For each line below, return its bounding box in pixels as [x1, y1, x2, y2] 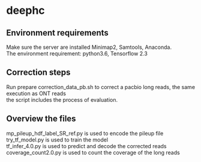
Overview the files [6, 114, 76, 124]
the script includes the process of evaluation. [6, 96, 118, 103]
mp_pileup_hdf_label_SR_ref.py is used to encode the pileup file [6, 129, 164, 137]
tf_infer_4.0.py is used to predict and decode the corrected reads [6, 142, 167, 149]
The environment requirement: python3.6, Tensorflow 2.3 [6, 50, 148, 57]
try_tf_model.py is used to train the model [6, 136, 109, 143]
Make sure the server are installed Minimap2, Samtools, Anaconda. [6, 43, 172, 51]
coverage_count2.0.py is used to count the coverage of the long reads [6, 149, 180, 156]
